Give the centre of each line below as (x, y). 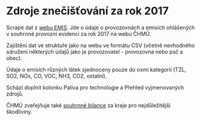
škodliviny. (19, 111)
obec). (14, 58)
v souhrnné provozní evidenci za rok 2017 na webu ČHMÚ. (79, 33)
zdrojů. (15, 94)
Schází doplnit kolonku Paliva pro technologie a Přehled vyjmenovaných (95, 87)
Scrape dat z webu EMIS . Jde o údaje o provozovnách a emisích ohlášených (100, 27)
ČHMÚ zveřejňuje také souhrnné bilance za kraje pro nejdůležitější (88, 105)
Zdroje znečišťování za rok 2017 (88, 11)
